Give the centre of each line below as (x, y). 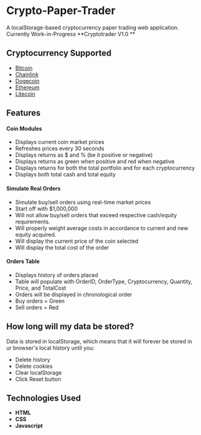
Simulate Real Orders (33, 188)
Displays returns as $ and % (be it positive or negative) (84, 155)
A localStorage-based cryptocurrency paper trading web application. (93, 27)
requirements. (32, 221)
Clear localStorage (38, 372)
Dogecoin (27, 81)
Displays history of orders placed (56, 275)
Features (23, 113)
